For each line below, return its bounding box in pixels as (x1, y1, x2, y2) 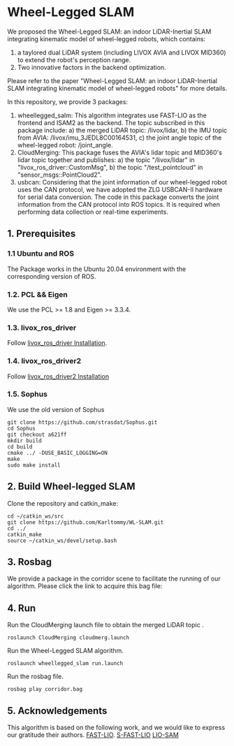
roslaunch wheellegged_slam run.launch (7, 660, 124, 667)
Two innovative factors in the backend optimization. (17, 63, 166, 71)
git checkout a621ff (7, 431, 68, 438)
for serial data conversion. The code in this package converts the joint (17, 193, 219, 201)
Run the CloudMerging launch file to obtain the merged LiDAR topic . (7, 621, 204, 629)
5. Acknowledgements (7, 705, 108, 717)
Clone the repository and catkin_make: (7, 499, 119, 507)
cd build (7, 443, 33, 451)
